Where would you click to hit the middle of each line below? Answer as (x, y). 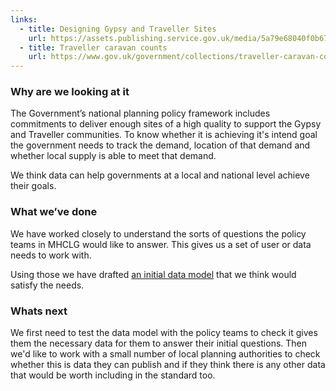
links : (24, 19)
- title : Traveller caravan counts (93, 47)
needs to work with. (51, 255)
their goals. (33, 186)
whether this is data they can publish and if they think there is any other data (168, 365)
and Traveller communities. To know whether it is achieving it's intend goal (164, 135)
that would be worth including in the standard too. (113, 375)
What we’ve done (54, 212)
